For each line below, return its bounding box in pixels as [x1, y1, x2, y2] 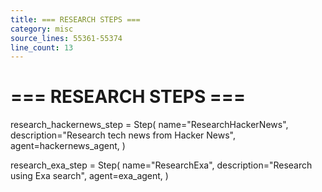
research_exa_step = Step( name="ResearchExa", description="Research [10, 159, 313, 171]
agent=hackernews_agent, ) [10, 140, 126, 152]
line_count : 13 [10, 42, 74, 53]
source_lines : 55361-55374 [10, 33, 123, 43]
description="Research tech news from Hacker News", [10, 129, 236, 141]
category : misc [10, 24, 74, 34]
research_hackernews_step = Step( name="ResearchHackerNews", [10, 119, 289, 131]
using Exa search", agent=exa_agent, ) [10, 170, 169, 182]
